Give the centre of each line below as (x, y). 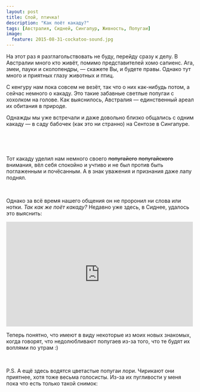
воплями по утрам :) (32, 348)
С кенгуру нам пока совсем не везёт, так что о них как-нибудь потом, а (98, 87)
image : (14, 34)
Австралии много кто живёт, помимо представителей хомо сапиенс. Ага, (100, 63)
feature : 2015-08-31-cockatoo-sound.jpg (62, 39)
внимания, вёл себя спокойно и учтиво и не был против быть (85, 165)
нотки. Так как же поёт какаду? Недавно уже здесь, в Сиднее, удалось (98, 207)
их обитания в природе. (36, 106)
